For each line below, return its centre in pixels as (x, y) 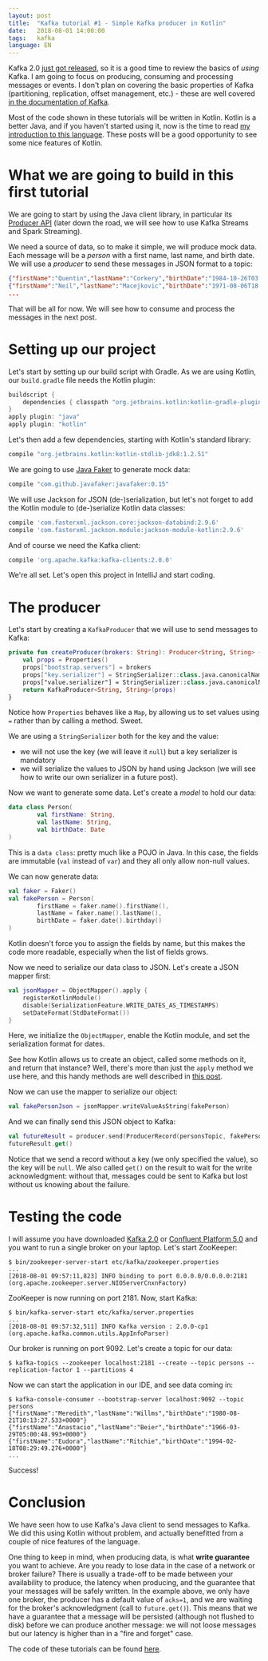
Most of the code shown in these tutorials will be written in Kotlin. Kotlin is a (132, 117)
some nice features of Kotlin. (55, 143)
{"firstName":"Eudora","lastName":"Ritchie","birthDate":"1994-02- (123, 1441)
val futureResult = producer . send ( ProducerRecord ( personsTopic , (117, 1136)
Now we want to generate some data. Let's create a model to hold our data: (132, 793)
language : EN (30, 46)
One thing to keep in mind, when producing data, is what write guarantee (129, 1557)
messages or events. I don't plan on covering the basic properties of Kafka (131, 85)
